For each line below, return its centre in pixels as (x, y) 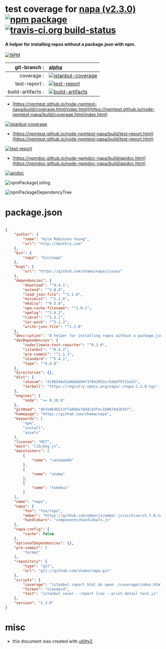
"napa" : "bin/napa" (43, 258)
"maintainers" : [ (32, 451)
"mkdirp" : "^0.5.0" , (44, 304)
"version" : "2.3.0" (34, 603)
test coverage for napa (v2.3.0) (70, 9)
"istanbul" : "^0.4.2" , (46, 350)
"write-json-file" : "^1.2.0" (53, 326)
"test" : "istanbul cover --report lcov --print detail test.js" (90, 594)
